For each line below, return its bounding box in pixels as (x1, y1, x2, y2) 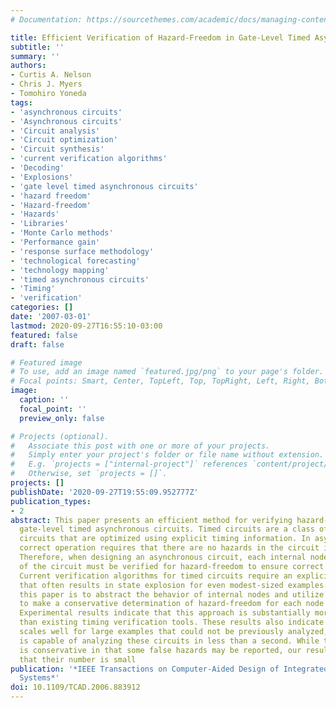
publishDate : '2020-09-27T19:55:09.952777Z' (10, 487, 199, 497)
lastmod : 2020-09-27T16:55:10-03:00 (10, 321, 163, 331)
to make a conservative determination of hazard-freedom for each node (19, 599, 325, 609)
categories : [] (10, 302, 74, 313)
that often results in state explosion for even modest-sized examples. (19, 580, 329, 590)
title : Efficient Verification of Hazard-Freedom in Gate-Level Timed (10, 32, 311, 43)
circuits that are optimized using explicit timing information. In (19, 534, 311, 544)
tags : (10, 97, 33, 108)
